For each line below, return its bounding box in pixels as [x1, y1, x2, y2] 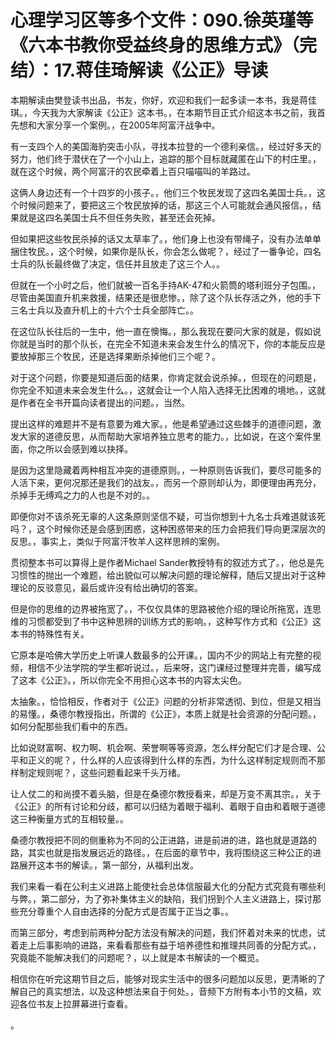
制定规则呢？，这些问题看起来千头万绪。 [18, 766, 186, 778]
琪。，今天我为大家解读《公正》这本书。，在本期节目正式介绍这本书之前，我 [10, 106, 317, 118]
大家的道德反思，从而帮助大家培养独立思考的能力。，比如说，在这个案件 [18, 430, 313, 442]
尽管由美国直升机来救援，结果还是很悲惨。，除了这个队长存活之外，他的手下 [10, 291, 322, 303]
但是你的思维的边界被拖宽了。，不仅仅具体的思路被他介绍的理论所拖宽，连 [10, 602, 313, 615]
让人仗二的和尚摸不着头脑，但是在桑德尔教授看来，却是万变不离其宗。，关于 [10, 787, 322, 800]
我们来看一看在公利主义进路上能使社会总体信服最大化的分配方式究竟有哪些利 [10, 880, 326, 892]
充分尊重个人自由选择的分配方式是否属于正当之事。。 [18, 905, 234, 917]
